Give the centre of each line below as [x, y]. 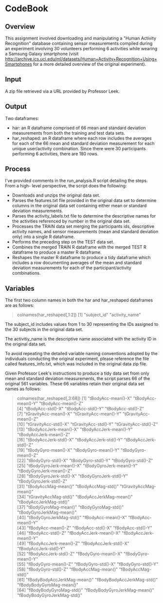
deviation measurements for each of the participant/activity [72, 268]
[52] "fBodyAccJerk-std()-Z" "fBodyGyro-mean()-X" [70, 554]
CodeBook [27, 9]
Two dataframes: [22, 118]
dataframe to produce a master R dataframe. [57, 252]
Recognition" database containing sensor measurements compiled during [79, 43]
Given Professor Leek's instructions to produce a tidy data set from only [77, 373]
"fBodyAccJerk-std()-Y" [41, 549]
